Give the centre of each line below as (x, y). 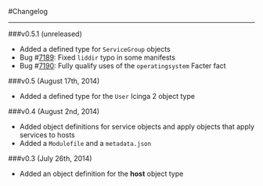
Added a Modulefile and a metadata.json (85, 143)
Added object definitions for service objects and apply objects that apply (137, 126)
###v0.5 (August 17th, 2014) (54, 81)
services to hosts (47, 135)
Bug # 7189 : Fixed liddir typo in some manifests (97, 57)
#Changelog (28, 11)
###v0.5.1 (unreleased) (45, 34)
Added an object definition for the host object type (101, 173)
